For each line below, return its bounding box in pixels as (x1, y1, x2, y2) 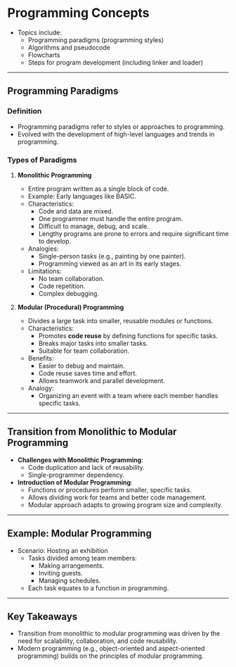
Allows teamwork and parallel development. (38, 376, 165, 385)
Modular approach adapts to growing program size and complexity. (27, 500, 223, 509)
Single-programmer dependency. (27, 470, 125, 479)
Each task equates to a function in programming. (27, 583, 169, 592)
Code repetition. (38, 282, 86, 290)
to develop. (38, 237, 72, 245)
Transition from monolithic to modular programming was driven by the (17, 629, 221, 638)
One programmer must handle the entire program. (38, 214, 183, 223)
